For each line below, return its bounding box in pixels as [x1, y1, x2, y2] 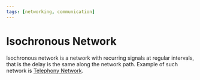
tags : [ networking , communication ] [6, 8, 95, 15]
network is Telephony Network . [6, 67, 84, 74]
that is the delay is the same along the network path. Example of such [6, 60, 178, 67]
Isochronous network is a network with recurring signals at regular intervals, [6, 54, 195, 61]
